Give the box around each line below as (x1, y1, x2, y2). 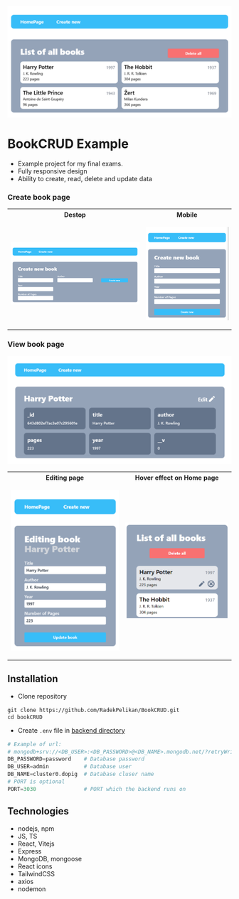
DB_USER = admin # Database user (7, 763, 132, 770)
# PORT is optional (7, 778, 65, 785)
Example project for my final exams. (17, 159, 123, 168)
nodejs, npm (17, 824, 55, 833)
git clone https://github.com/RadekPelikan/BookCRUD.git (7, 706, 180, 714)
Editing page (46, 473, 84, 482)
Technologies (7, 805, 70, 817)
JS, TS (17, 831, 38, 840)
